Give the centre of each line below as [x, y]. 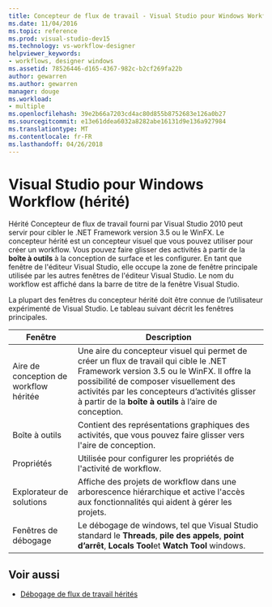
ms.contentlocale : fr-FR [50, 136]
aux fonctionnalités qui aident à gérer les [155, 502]
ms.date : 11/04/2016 [43, 24]
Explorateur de [40, 492]
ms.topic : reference [43, 31]
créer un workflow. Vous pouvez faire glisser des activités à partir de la [127, 250]
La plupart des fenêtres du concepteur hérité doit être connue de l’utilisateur [136, 300]
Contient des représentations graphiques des [164, 425]
